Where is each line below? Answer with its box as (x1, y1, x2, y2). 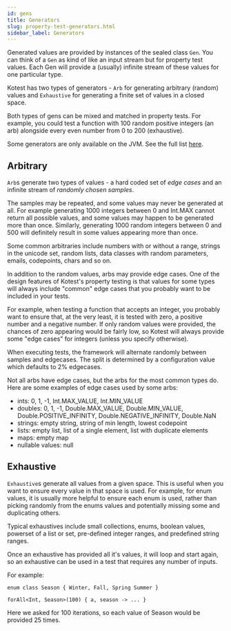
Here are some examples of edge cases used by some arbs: (7, 384, 178, 392)
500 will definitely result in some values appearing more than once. (7, 229, 199, 237)
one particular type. (7, 70, 63, 79)
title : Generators (7, 17, 60, 23)
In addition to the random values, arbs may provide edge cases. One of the (7, 270, 220, 279)
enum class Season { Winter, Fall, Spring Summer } (7, 584, 159, 591)
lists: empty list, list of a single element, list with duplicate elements (17, 426, 208, 435)
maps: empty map (17, 433, 69, 442)
